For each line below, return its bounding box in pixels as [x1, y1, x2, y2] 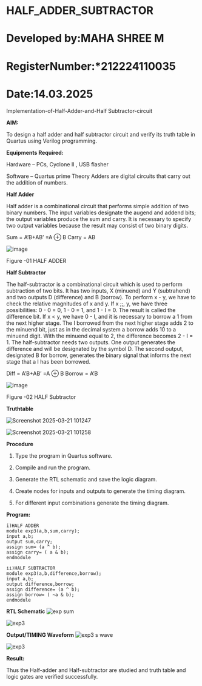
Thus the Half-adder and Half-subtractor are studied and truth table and [6, 666, 186, 674]
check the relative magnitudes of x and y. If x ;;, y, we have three [6, 300, 168, 307]
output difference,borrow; [6, 581, 75, 587]
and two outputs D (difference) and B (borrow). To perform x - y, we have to [6, 293, 196, 301]
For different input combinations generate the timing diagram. [15, 499, 169, 506]
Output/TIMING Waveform [6, 631, 75, 638]
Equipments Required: [6, 149, 64, 156]
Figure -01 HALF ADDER [6, 257, 67, 264]
